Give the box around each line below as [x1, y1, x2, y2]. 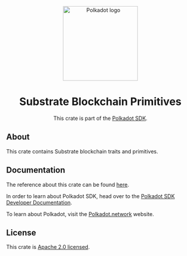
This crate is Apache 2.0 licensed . [6, 243, 90, 251]
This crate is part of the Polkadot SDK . [53, 115, 148, 122]
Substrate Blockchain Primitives [19, 95, 182, 109]
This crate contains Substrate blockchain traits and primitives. [6, 147, 158, 155]
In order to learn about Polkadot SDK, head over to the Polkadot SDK [6, 192, 175, 199]
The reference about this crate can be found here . [6, 181, 130, 188]
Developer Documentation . [6, 199, 73, 206]
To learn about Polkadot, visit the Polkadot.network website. [6, 210, 154, 217]
